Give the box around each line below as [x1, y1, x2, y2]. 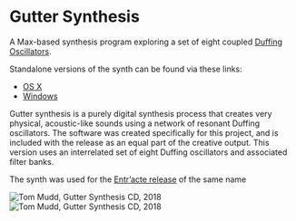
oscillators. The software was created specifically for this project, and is [9, 127, 279, 138]
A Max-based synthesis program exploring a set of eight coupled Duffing [9, 36, 283, 47]
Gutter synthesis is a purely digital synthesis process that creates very [9, 108, 272, 119]
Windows [22, 91, 58, 101]
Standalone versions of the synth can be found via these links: [9, 63, 242, 74]
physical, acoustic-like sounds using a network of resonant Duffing [9, 118, 261, 129]
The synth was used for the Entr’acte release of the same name [9, 174, 247, 185]
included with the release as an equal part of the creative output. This [9, 137, 270, 148]
